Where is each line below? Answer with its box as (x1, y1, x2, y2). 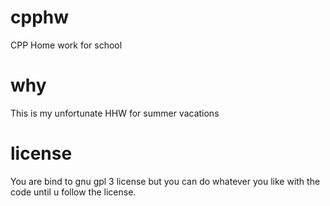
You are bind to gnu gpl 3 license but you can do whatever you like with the (10, 175, 321, 187)
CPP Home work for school (10, 39, 123, 51)
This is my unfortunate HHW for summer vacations (10, 107, 220, 119)
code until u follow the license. (10, 186, 137, 198)
